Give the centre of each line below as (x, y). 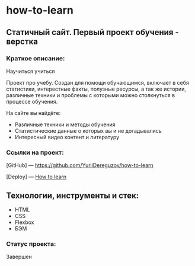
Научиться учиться (31, 71)
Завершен (19, 257)
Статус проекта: (31, 243)
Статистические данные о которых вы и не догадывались (88, 130)
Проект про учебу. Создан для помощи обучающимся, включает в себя (98, 82)
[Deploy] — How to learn (36, 177)
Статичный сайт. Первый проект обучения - (92, 32)
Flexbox (24, 222)
